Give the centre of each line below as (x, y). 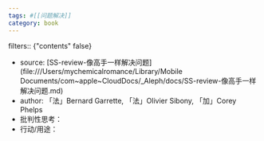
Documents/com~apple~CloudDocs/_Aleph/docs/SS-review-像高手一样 (138, 80)
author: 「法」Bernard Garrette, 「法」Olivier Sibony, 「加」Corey (128, 100)
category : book (33, 23)
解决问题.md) (41, 90)
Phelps (31, 109)
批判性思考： (41, 119)
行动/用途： (39, 129)
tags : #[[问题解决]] (40, 16)
